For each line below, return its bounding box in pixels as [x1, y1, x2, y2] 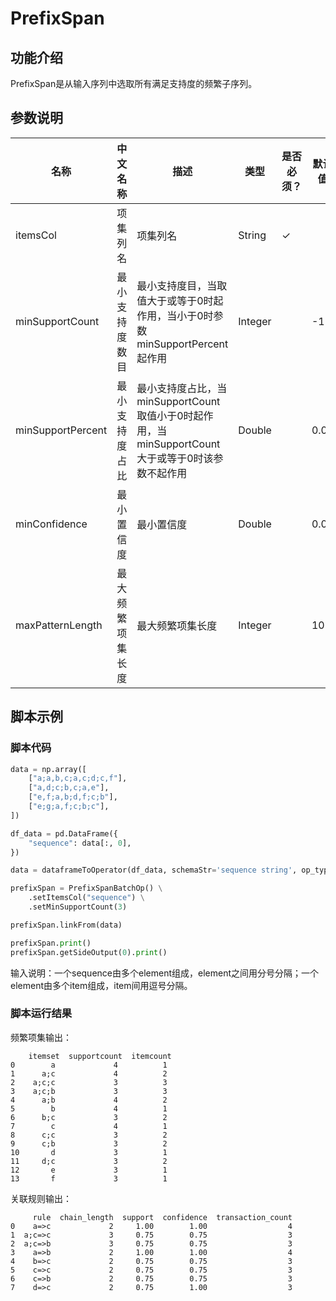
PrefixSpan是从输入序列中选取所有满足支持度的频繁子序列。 [10, 78, 258, 89]
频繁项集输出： [10, 1031, 72, 1043]
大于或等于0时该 [136, 451, 214, 465]
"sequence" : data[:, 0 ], [28, 838, 132, 848]
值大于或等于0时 [136, 293, 214, 307]
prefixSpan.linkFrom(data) [10, 920, 123, 930]
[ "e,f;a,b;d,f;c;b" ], [28, 792, 118, 802]
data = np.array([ [10, 764, 87, 774]
